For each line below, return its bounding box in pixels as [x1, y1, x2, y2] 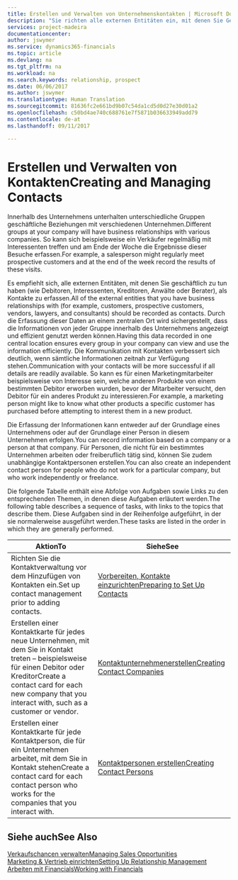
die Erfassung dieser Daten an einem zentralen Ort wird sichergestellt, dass [7, 317, 228, 325]
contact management [11, 589, 82, 599]
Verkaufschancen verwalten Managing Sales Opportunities [7, 850, 178, 858]
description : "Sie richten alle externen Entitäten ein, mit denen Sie [7, 17, 223, 24]
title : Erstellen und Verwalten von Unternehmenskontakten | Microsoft [7, 10, 223, 18]
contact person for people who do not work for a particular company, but [7, 466, 221, 475]
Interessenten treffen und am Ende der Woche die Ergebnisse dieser [7, 242, 208, 252]
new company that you [11, 689, 87, 699]
